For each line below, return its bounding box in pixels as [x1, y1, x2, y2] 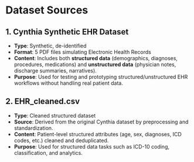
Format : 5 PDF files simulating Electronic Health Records [13, 49, 152, 56]
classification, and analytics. [13, 149, 83, 156]
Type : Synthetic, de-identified [13, 42, 87, 49]
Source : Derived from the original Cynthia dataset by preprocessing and [13, 118, 189, 125]
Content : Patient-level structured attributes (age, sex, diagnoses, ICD [13, 130, 182, 137]
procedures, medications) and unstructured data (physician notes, [13, 61, 176, 68]
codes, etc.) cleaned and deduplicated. [13, 137, 109, 144]
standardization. [13, 124, 53, 132]
